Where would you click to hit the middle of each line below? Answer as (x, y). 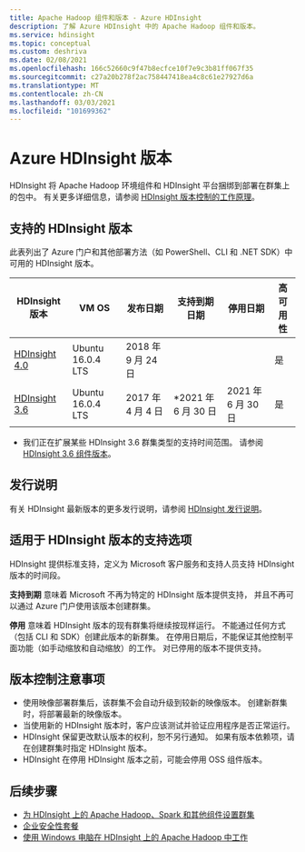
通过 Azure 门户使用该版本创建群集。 (86, 606)
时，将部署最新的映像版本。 (74, 714)
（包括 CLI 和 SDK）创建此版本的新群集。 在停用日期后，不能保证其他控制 (148, 636)
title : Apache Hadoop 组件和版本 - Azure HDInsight (106, 18)
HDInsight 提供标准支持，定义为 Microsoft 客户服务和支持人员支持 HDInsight (152, 564)
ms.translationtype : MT (54, 85)
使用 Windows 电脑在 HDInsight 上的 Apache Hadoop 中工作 (135, 837)
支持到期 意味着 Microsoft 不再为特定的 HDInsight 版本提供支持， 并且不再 (148, 594)
